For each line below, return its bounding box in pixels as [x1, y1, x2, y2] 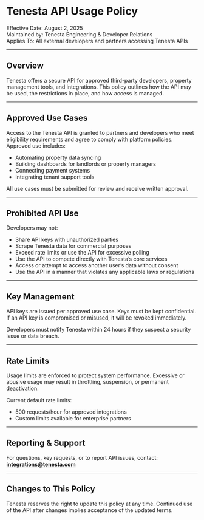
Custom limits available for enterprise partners [15, 415, 132, 422]
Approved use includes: [6, 142, 66, 149]
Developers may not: [6, 224, 58, 231]
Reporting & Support [6, 438, 86, 448]
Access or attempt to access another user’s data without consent [15, 262, 178, 269]
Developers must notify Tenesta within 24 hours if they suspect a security [6, 326, 191, 334]
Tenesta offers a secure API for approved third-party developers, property [6, 77, 192, 84]
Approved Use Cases [6, 113, 88, 123]
